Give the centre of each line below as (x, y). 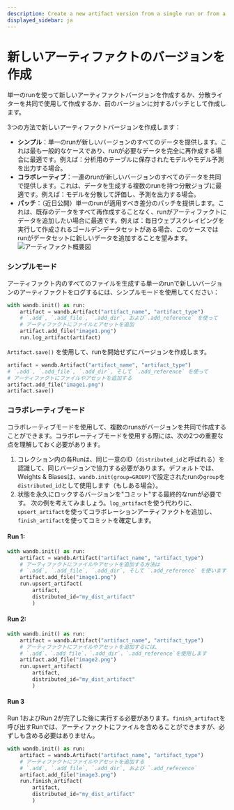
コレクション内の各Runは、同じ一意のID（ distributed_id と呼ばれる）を (121, 459)
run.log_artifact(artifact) (60, 338)
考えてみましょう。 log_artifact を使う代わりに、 (126, 503)
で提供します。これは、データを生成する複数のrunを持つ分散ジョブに (116, 186)
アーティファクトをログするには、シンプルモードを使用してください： (119, 292)
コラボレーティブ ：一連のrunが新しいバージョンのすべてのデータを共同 (119, 177)
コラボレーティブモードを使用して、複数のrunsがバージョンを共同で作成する (117, 427)
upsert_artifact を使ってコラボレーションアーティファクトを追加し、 (116, 511)
